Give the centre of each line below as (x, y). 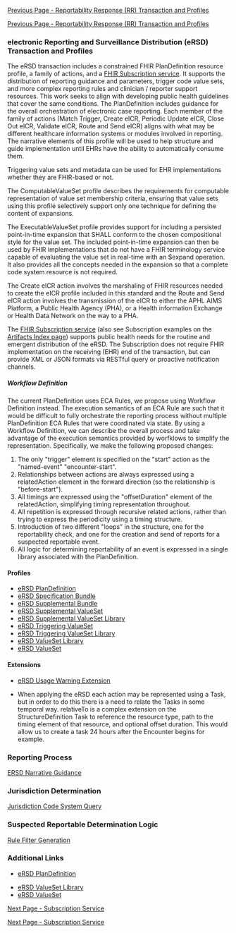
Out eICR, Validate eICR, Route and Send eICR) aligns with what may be (111, 126)
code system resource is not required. (63, 272)
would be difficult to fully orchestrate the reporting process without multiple (117, 416)
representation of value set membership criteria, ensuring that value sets (113, 199)
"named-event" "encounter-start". (67, 467)
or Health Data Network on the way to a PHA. (73, 316)
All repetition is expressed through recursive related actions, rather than (122, 512)
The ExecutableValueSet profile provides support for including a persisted (114, 227)
